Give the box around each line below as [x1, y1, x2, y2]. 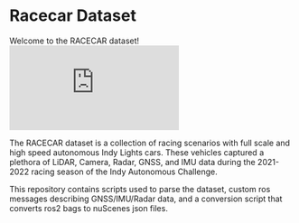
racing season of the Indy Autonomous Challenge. [31, 166, 219, 177]
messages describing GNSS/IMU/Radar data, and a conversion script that [9, 193, 283, 204]
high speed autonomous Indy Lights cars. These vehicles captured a [9, 146, 265, 158]
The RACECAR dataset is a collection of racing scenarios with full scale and [9, 137, 291, 148]
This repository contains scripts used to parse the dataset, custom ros [9, 183, 271, 194]
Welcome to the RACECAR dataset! [9, 35, 140, 46]
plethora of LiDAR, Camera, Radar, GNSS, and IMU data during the [9, 156, 256, 167]
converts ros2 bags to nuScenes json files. [9, 202, 169, 213]
